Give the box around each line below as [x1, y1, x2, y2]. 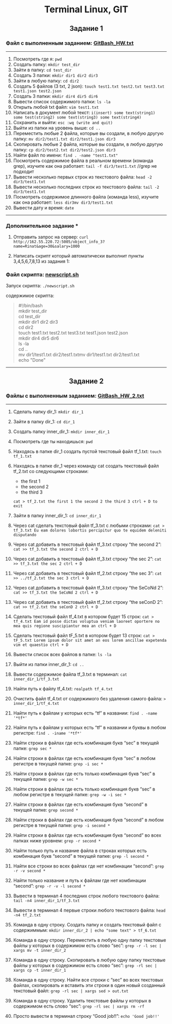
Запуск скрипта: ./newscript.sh [6, 283, 75, 289]
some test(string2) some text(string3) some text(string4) [13, 114, 142, 120]
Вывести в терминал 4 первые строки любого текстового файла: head [13, 907, 166, 914]
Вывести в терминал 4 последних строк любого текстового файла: [13, 893, 160, 899]
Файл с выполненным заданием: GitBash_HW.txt [6, 40, 134, 47]
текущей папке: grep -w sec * [13, 776, 79, 782]
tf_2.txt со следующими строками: [13, 468, 89, 475]
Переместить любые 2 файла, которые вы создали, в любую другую [13, 130, 164, 136]
